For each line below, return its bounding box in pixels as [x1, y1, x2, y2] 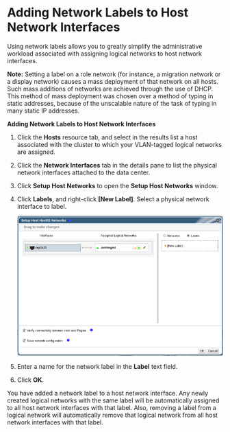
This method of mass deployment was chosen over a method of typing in [7, 91, 214, 100]
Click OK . [16, 376, 44, 384]
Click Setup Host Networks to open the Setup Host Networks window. [16, 181, 218, 190]
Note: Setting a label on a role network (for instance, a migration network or [7, 70, 221, 78]
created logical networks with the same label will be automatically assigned [7, 396, 220, 405]
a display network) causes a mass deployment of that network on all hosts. [7, 77, 219, 85]
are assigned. [16, 148, 56, 156]
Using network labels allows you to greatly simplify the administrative [7, 42, 203, 50]
